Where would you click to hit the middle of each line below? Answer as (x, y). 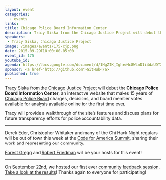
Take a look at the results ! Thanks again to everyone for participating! (76, 172)
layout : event (20, 10)
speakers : (15, 37)
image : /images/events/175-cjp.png (42, 46)
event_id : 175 (20, 55)
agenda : (13, 65)
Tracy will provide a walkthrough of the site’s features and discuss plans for (82, 113)
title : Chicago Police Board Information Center (56, 28)
